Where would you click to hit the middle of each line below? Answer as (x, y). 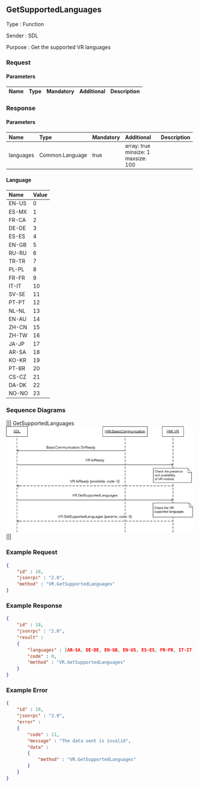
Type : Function (25, 24)
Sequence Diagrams (36, 410)
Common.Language (63, 155)
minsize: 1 (138, 152)
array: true (138, 145)
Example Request (32, 553)
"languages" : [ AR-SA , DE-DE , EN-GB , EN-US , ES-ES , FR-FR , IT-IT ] (111, 650)
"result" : (30, 637)
